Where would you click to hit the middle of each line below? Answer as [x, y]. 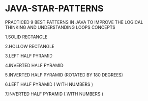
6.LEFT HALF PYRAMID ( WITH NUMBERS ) [49, 84]
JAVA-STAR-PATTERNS [54, 9]
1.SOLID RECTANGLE [26, 37]
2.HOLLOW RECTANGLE [30, 46]
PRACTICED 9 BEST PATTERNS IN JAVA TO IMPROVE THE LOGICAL [74, 22]
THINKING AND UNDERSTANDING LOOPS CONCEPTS [60, 27]
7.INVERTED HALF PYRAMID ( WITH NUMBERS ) [54, 94]
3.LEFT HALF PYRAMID [29, 56]
